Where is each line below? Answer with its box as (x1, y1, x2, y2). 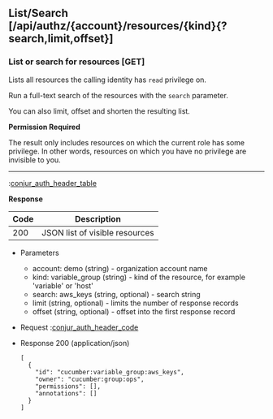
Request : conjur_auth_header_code (19, 322, 139, 332)
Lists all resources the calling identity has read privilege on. (8, 75, 207, 84)
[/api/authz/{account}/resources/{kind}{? (8, 19, 227, 33)
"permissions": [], (35, 382, 102, 391)
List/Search (8, 6, 69, 20)
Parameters (19, 248, 59, 257)
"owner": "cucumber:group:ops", (35, 375, 145, 383)
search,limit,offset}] (8, 32, 114, 45)
